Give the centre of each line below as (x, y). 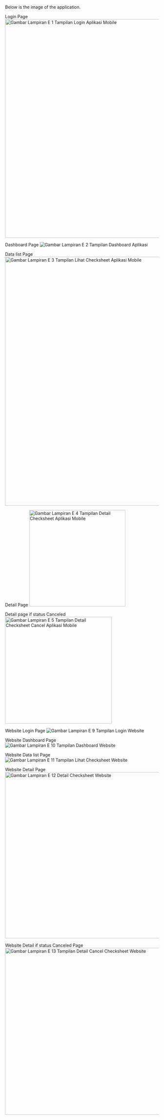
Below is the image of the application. (43, 7)
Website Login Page (25, 730)
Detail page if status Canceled (35, 614)
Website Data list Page (28, 755)
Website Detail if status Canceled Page (44, 945)
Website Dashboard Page (31, 740)
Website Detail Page (25, 769)
